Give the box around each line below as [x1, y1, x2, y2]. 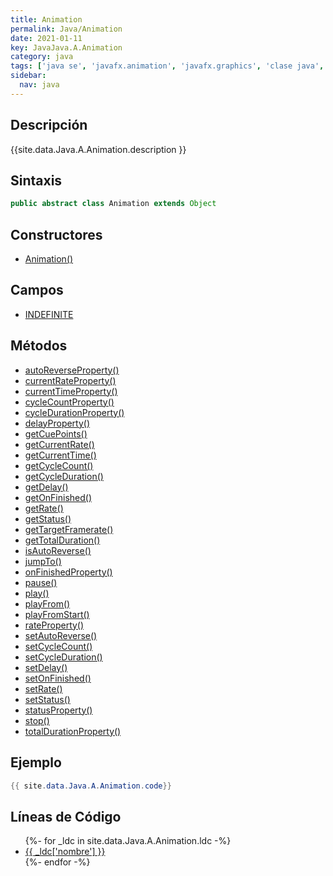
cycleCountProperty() [24, 396, 115, 408]
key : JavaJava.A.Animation [10, 42, 123, 53]
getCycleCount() [24, 459, 94, 471]
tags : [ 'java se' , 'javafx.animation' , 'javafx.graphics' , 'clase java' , [10, 61, 325, 71]
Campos [10, 282, 64, 299]
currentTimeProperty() [24, 385, 118, 397]
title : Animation [10, 14, 83, 25]
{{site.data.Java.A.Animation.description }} [10, 143, 187, 155]
